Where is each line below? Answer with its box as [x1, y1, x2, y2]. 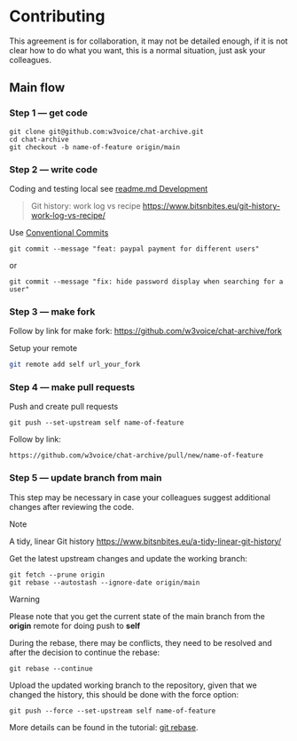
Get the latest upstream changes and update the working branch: [9, 553, 248, 563]
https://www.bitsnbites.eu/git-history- [142, 200, 281, 211]
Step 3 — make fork [9, 305, 96, 317]
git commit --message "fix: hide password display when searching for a [9, 277, 284, 286]
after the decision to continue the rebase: [9, 647, 160, 657]
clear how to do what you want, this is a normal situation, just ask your [9, 44, 266, 55]
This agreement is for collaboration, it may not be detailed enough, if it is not [9, 36, 288, 46]
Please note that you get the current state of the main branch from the [9, 610, 266, 621]
